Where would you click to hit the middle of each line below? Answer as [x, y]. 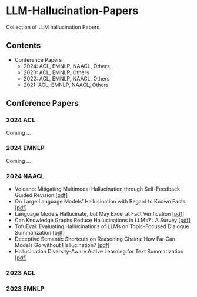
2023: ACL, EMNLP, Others [56, 72]
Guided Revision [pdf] [41, 195]
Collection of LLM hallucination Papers [53, 27]
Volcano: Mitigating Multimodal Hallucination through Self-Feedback [97, 189]
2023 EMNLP [25, 288]
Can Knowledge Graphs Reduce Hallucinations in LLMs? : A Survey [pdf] [103, 220]
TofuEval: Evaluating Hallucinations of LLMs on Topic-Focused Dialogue [102, 226]
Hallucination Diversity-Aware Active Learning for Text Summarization [99, 252]
